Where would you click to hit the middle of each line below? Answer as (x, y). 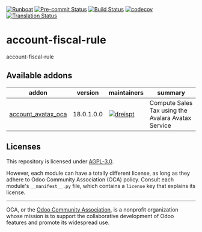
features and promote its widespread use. (58, 222)
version (88, 92)
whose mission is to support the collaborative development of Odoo (90, 216)
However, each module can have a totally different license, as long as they (98, 173)
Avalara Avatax (170, 118)
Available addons (39, 76)
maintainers (126, 92)
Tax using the (168, 110)
